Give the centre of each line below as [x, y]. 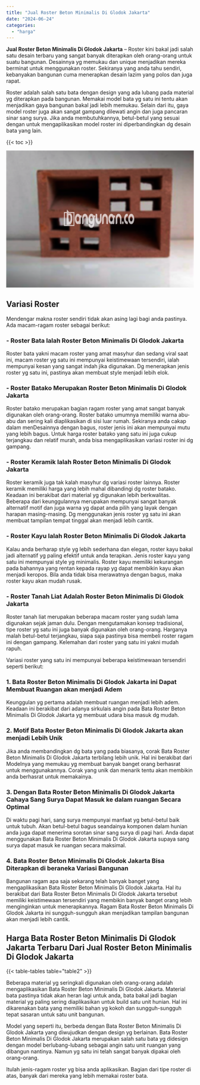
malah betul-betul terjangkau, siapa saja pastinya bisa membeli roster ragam [100, 636]
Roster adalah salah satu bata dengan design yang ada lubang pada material [100, 93]
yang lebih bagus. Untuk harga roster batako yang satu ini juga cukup [91, 434]
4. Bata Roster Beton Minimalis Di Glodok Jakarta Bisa [85, 860]
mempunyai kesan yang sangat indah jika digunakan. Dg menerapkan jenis [98, 366]
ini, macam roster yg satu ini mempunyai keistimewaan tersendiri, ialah [93, 360]
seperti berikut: [25, 667]
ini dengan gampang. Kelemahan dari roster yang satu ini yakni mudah [93, 642]
